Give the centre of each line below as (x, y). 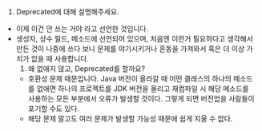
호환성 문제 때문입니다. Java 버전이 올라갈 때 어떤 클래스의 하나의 (130, 79)
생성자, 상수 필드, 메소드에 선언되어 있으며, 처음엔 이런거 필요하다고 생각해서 (135, 39)
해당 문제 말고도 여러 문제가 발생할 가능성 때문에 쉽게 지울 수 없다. (130, 119)
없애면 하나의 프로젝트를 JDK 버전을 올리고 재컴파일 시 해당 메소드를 (143, 89)
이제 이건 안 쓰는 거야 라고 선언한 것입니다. (82, 29)
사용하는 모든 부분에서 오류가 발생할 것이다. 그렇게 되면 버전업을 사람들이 (141, 99)
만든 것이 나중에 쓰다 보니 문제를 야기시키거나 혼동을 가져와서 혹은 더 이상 (130, 49)
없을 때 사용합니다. (60, 59)
